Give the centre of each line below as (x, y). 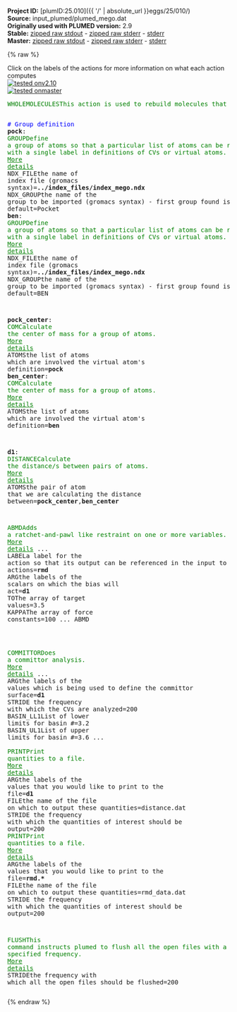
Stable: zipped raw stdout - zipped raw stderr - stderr (86, 33)
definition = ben (34, 425)
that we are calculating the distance (74, 494)
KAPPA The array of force (50, 612)
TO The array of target (47, 598)
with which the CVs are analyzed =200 (73, 709)
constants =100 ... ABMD (48, 619)
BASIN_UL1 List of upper (48, 730)
